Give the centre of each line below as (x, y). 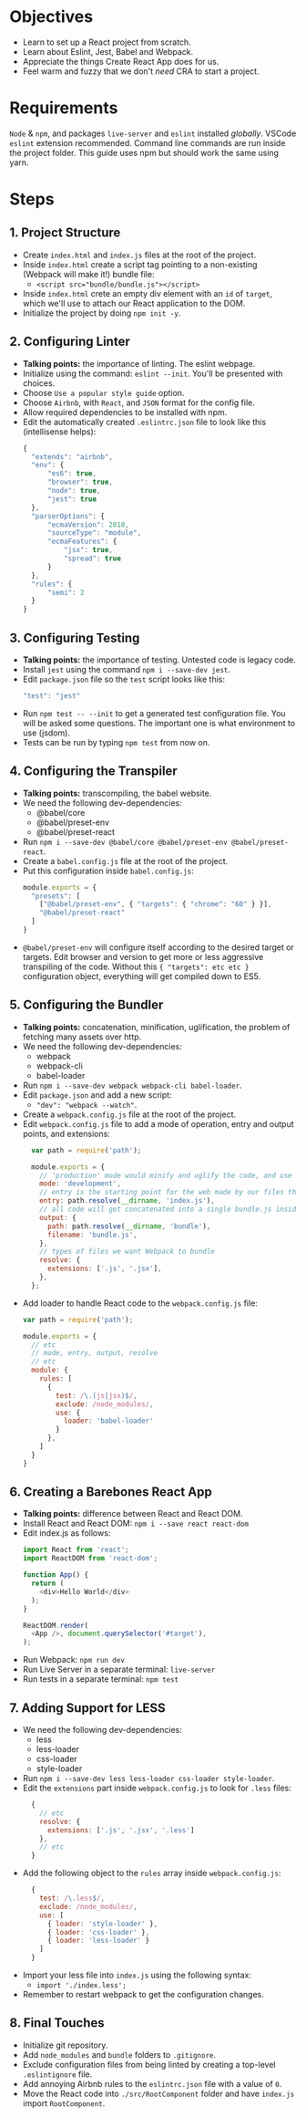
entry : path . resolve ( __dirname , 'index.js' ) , (127, 1201)
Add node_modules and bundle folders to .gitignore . (119, 2054)
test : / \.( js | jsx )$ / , (97, 1395)
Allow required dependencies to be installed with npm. (125, 412)
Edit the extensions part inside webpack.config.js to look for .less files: (157, 1788)
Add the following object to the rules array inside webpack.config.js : (152, 1873)
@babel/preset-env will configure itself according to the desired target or (158, 947)
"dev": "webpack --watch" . (87, 1104)
